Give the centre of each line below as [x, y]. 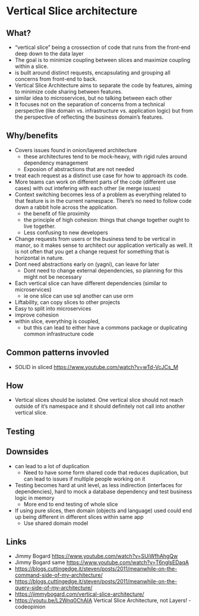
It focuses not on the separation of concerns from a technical [90, 104]
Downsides [27, 452]
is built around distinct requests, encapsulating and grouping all [92, 72]
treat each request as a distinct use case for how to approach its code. [101, 175]
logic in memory [34, 498]
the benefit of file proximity [57, 213]
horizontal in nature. [39, 258]
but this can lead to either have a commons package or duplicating [105, 327]
